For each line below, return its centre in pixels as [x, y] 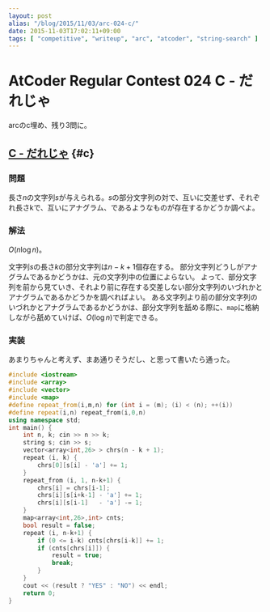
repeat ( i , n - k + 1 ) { [57, 533]
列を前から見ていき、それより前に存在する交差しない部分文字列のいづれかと [135, 287]
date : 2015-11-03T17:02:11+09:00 [65, 31]
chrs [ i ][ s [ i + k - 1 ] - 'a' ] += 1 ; [90, 495]
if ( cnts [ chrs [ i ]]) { [74, 548]
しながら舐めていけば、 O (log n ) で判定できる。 [85, 317]
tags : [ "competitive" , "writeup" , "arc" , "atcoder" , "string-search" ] [133, 38]
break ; [63, 563]
